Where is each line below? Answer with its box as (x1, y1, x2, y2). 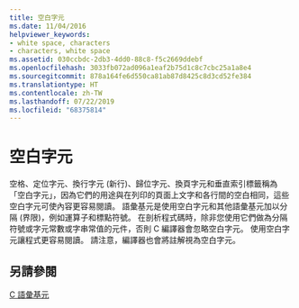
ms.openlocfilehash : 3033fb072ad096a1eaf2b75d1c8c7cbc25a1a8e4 (9, 64, 252, 73)
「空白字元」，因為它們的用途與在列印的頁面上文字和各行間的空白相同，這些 (9, 190, 290, 201)
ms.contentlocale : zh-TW (9, 88, 103, 97)
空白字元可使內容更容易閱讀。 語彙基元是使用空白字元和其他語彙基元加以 (9, 201, 280, 212)
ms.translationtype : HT (9, 80, 99, 89)
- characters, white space (9, 47, 111, 56)
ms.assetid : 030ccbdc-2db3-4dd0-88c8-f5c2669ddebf (9, 55, 204, 64)
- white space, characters (9, 38, 111, 48)
